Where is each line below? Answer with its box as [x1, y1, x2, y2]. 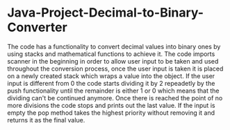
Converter [7, 19, 67, 35]
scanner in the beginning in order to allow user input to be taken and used [7, 57, 219, 65]
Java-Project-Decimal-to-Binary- [7, 5, 204, 21]
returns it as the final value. [7, 115, 85, 124]
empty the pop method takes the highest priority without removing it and [7, 109, 215, 117]
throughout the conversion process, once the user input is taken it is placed [7, 64, 224, 73]
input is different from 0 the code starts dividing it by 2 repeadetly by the [7, 79, 215, 87]
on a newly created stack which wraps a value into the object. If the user [7, 71, 215, 80]
